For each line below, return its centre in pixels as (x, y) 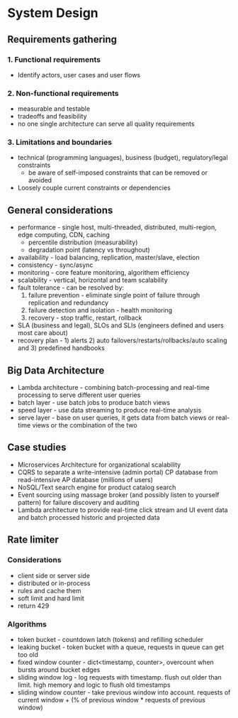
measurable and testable (54, 109)
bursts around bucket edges (59, 670)
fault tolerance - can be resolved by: (71, 288)
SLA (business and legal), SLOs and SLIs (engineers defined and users (121, 325)
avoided (40, 180)
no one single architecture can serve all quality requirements (106, 124)
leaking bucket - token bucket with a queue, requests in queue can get (121, 647)
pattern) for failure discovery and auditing (78, 502)
